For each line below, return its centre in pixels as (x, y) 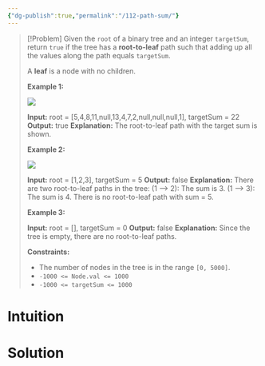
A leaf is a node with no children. (81, 71)
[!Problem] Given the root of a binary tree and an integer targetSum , (138, 38)
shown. (39, 133)
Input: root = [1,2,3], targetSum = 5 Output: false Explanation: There (140, 180)
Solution (36, 353)
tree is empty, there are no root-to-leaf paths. (102, 236)
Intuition (36, 316)
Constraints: (48, 252)
